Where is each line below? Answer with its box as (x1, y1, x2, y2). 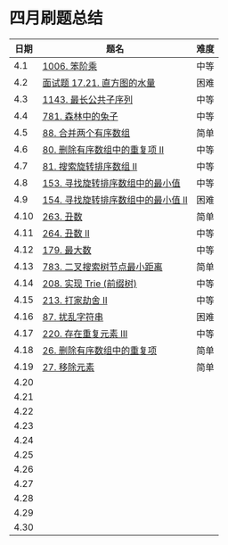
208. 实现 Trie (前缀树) (42, 277, 138, 290)
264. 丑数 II (42, 227, 91, 239)
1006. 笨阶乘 (42, 60, 98, 72)
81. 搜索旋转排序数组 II (42, 160, 138, 172)
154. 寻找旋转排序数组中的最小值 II (42, 194, 189, 206)
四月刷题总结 (9, 8, 104, 29)
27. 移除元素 (42, 360, 95, 373)
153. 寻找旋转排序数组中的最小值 (42, 177, 181, 189)
